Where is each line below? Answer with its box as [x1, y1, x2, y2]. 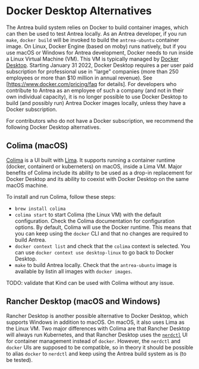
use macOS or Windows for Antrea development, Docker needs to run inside [6, 49, 194, 56]
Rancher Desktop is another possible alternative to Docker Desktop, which [6, 312, 188, 319]
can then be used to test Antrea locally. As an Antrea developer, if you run [6, 30, 187, 37]
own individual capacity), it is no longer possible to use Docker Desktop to [6, 93, 188, 100]
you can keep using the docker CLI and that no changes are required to [14, 230, 188, 237]
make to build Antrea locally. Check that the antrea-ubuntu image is [14, 261, 177, 268]
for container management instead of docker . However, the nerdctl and [6, 337, 181, 345]
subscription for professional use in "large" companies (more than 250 [6, 68, 179, 75]
